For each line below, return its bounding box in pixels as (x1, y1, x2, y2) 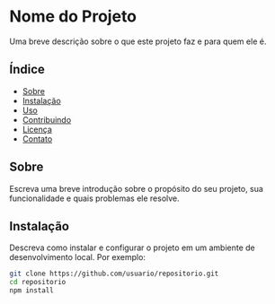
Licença (22, 124, 52, 135)
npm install (9, 286, 54, 295)
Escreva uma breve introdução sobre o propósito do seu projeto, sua (9, 183, 263, 194)
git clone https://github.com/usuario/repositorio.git (9, 269, 219, 279)
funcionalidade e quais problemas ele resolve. (9, 193, 180, 204)
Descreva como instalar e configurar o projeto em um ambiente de (9, 242, 256, 253)
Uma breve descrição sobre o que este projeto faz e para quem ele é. (9, 36, 267, 47)
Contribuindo (22, 114, 72, 125)
